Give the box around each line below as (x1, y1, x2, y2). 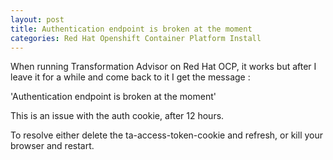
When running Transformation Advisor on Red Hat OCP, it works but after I (10, 61, 317, 73)
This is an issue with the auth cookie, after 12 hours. (10, 110, 225, 122)
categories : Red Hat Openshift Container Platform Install (10, 33, 262, 43)
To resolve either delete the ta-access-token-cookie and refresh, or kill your (10, 129, 324, 141)
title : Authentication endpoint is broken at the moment (10, 24, 253, 34)
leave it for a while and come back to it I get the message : (10, 71, 251, 83)
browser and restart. (10, 140, 95, 152)
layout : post (10, 14, 65, 25)
